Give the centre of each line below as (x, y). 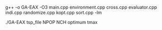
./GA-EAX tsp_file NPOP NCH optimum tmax (51, 22)
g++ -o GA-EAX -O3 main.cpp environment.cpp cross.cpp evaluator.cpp (81, 7)
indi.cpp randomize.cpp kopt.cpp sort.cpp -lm (53, 12)
